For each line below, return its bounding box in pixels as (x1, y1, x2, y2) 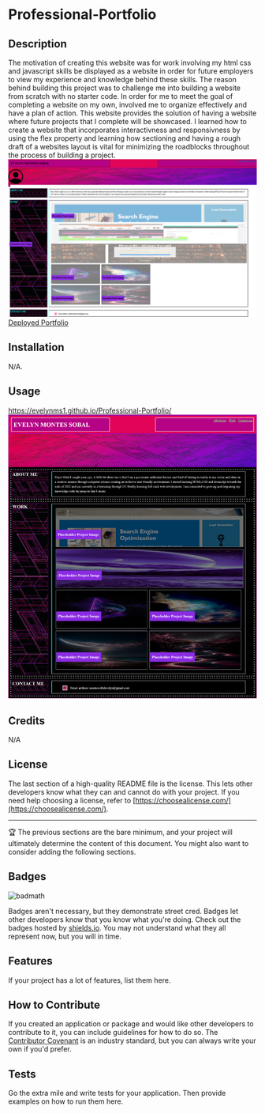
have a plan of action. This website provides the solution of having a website (8, 108, 257, 118)
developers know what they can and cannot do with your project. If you (8, 787, 241, 796)
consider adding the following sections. (8, 847, 136, 856)
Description (8, 37, 67, 51)
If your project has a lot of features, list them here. (8, 975, 171, 985)
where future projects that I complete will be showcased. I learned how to (8, 117, 247, 126)
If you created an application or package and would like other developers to (8, 1019, 254, 1029)
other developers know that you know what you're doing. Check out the (8, 915, 241, 924)
